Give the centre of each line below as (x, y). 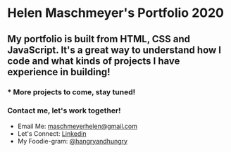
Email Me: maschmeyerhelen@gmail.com (77, 126)
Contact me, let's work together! (64, 110)
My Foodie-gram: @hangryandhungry (73, 141)
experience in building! (59, 72)
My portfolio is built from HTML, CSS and (99, 39)
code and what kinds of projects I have (94, 61)
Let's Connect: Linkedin (52, 133)
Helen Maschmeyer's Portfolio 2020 (115, 13)
